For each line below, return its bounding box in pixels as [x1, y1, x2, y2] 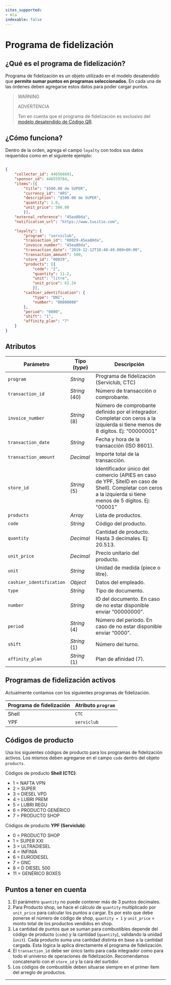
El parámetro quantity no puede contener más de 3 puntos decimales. [12, 899, 161, 905]
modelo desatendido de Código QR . [17, 119, 93, 125]
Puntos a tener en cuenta [5, 885, 87, 894]
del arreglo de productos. [12, 969, 66, 976]
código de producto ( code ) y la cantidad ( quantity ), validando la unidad [12, 931, 162, 937]
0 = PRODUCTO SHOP [12, 832, 60, 838]
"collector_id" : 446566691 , [14, 172, 74, 177]
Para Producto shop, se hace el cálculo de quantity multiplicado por [12, 904, 156, 910]
